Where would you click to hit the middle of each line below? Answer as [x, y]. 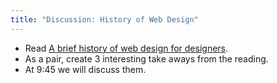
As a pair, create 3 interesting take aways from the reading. [146, 58]
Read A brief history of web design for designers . [126, 48]
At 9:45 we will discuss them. [85, 69]
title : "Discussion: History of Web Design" [104, 19]
